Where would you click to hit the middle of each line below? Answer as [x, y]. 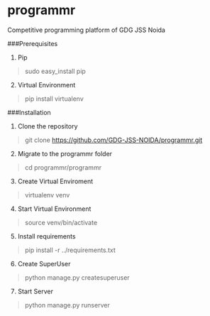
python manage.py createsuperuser [77, 277]
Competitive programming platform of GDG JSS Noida [86, 30]
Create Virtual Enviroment [55, 181]
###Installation [29, 112]
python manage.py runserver [67, 305]
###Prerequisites [33, 43]
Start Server [35, 291]
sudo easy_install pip [55, 71]
